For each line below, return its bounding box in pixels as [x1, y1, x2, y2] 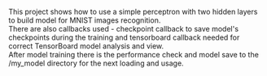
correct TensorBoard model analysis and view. [8, 41, 164, 51]
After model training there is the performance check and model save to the [8, 50, 259, 59]
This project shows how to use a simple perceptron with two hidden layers [8, 7, 258, 16]
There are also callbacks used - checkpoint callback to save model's [8, 24, 239, 33]
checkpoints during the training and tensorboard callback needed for [8, 32, 240, 42]
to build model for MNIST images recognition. [8, 15, 161, 25]
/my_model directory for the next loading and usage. [8, 58, 185, 68]
